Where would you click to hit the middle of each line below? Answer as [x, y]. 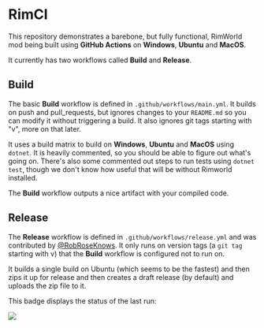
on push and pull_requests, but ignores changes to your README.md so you [127, 112]
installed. [23, 177]
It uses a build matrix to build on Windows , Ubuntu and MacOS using [121, 144]
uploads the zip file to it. [47, 285]
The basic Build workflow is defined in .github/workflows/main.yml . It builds [132, 103]
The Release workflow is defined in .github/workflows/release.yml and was [132, 237]
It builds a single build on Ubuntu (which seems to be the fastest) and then [129, 269]
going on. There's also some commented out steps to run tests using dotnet [131, 161]
